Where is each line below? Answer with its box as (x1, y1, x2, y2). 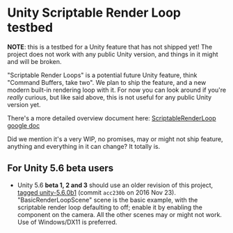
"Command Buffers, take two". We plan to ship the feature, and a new (7, 78, 207, 86)
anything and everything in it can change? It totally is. (7, 142, 161, 150)
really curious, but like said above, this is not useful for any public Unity (7, 93, 212, 102)
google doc (7, 121, 40, 129)
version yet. (7, 100, 41, 109)
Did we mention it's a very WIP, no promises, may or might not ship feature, (7, 134, 224, 143)
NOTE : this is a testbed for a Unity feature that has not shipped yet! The (7, 42, 213, 51)
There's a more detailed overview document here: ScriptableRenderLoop (7, 113, 217, 122)
